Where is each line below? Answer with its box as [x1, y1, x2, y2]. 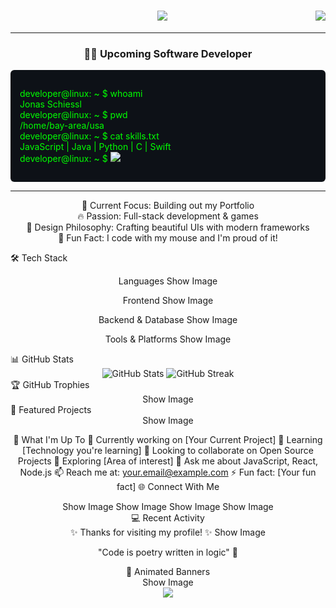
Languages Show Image [118, 275, 218, 287]
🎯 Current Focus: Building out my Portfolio [81, 200, 255, 212]
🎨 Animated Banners [125, 566, 211, 578]
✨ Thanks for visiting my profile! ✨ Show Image [70, 526, 266, 539]
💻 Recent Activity [131, 512, 205, 524]
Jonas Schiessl [19, 98, 82, 110]
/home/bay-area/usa [19, 120, 105, 132]
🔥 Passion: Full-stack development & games [77, 210, 259, 222]
